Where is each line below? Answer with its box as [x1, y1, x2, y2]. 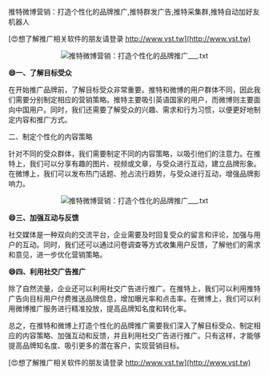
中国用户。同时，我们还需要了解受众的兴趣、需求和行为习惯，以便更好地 [14, 105, 254, 114]
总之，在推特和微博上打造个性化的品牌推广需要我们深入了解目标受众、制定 [8, 321, 254, 330]
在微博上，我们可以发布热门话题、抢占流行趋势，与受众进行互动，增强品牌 [8, 169, 254, 178]
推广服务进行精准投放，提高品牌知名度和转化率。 [29, 304, 191, 313]
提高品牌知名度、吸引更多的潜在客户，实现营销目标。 [8, 341, 184, 350]
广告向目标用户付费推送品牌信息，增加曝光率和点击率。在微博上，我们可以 [8, 294, 254, 303]
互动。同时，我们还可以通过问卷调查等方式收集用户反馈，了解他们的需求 [22, 240, 261, 249]
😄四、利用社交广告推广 [8, 267, 86, 276]
